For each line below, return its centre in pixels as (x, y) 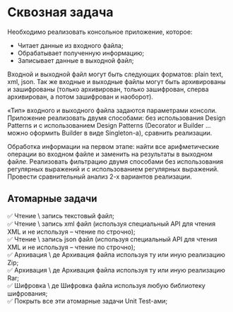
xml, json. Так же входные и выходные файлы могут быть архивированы (116, 81)
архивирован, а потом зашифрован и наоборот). (80, 97)
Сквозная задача (60, 12)
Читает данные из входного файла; (70, 45)
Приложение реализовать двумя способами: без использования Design (116, 118)
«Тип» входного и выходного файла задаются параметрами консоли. (112, 110)
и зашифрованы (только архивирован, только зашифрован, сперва (108, 89)
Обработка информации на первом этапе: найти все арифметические (113, 146)
